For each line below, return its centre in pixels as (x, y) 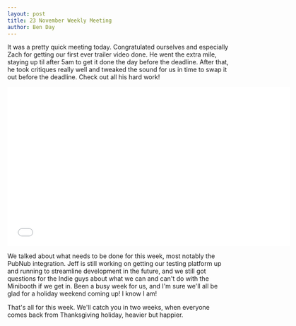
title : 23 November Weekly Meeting (60, 21)
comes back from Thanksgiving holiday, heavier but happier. (95, 315)
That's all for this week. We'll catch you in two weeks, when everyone (108, 308)
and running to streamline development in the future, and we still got (107, 271)
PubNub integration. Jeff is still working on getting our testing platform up (114, 264)
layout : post (26, 14)
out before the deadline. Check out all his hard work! (84, 77)
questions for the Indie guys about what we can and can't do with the (108, 279)
